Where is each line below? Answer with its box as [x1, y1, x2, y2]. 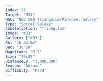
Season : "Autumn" [5, 63, 42, 68]
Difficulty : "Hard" [5, 68, 47, 73]
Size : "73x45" [5, 54, 36, 59]
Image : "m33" [5, 31, 33, 36]
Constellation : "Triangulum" [5, 26, 67, 31]
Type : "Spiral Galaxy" [5, 21, 53, 27]
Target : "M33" [5, 12, 36, 17]
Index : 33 [5, 7, 26, 13]
